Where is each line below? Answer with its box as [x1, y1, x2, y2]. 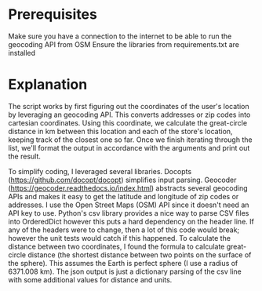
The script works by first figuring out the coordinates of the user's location [8, 101, 249, 111]
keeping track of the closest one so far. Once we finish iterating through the [8, 135, 253, 144]
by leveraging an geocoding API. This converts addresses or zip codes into [8, 110, 251, 119]
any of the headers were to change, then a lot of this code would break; [8, 225, 240, 235]
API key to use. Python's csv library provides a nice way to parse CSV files [8, 208, 249, 217]
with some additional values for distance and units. [8, 275, 173, 284]
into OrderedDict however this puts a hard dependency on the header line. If [8, 216, 255, 226]
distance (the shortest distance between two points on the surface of [27, 249, 252, 260]
